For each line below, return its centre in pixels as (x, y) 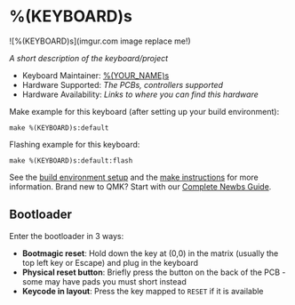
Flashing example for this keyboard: (75, 144)
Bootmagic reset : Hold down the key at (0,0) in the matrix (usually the (150, 253)
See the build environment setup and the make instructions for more (134, 177)
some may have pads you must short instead (104, 281)
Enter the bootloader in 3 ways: (67, 236)
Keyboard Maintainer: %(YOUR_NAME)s (96, 75)
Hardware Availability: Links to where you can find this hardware (140, 94)
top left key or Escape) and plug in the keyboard (110, 262)
